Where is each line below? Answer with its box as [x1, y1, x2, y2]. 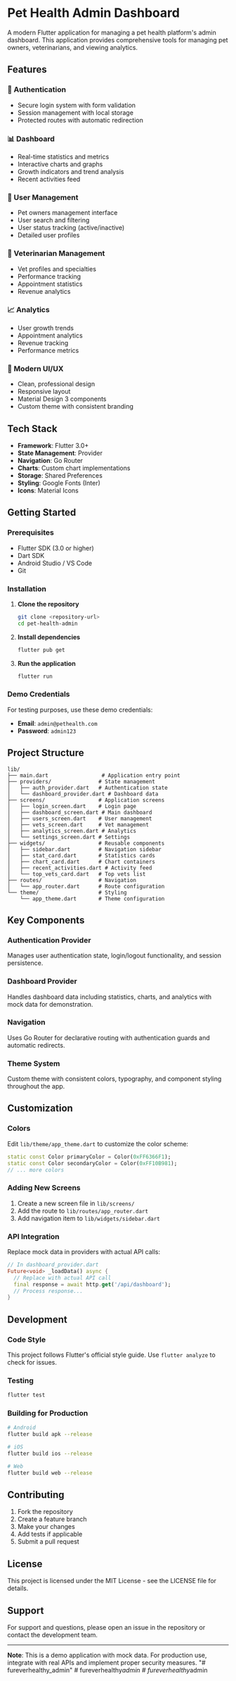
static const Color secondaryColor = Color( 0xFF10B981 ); [7, 1160, 178, 1167]
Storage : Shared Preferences [17, 471, 103, 480]
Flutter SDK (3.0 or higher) [17, 544, 95, 552]
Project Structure [7, 747, 84, 759]
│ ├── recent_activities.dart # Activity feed [7, 864, 152, 871]
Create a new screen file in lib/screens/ [17, 1199, 135, 1208]
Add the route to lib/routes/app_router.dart [17, 1206, 149, 1215]
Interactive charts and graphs [17, 160, 103, 168]
